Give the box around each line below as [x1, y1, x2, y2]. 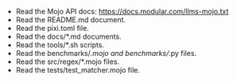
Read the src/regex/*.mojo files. [15, 57, 120, 66]
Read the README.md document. [15, 15, 126, 24]
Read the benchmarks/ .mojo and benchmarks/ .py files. [15, 49, 197, 58]
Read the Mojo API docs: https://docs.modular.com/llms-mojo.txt [15, 7, 229, 16]
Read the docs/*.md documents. [15, 32, 122, 41]
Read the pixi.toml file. [15, 24, 89, 32]
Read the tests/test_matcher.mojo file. [15, 65, 141, 74]
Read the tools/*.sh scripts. [15, 40, 105, 50]
